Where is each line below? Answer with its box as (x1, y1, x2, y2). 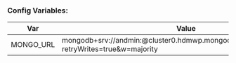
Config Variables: (7, 6, 69, 15)
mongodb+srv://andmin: (62, 36, 143, 45)
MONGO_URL (11, 40, 55, 50)
